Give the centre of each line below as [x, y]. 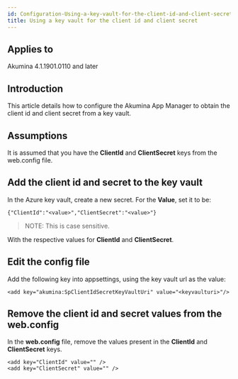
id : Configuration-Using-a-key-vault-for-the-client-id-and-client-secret [120, 14]
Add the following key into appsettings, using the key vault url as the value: [117, 279]
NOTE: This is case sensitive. [67, 226]
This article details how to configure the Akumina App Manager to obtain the [119, 106]
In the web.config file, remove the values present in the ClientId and [107, 342]
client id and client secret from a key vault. [69, 114]
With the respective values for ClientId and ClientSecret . [91, 239]
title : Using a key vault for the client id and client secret [103, 21]
